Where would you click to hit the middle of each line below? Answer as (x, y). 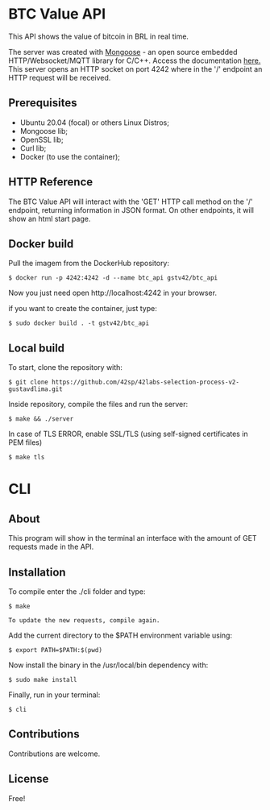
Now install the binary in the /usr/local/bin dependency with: (108, 665)
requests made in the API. (51, 547)
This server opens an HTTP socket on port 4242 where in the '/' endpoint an (135, 69)
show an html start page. (50, 218)
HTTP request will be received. (60, 77)
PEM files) (25, 442)
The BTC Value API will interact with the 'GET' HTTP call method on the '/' (131, 201)
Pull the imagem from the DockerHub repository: (89, 264)
